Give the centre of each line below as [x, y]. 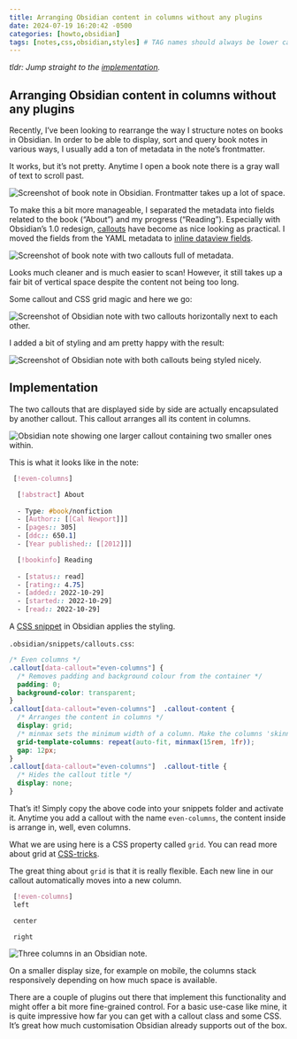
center [25, 921]
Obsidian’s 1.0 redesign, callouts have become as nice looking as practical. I [147, 229]
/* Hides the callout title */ [75, 775]
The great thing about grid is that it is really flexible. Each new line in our [141, 871]
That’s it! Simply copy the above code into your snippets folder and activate [147, 808]
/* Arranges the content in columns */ [91, 717]
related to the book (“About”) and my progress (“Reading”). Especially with [145, 220]
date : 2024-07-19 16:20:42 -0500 [71, 26]
